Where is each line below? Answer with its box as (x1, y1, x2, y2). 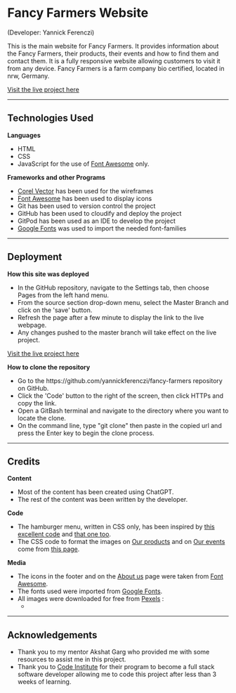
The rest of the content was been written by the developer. (17, 496, 188, 504)
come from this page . (17, 545, 80, 553)
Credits (7, 455, 41, 467)
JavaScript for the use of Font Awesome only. (17, 160, 150, 168)
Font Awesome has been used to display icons (17, 194, 152, 202)
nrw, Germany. (7, 72, 50, 80)
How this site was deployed (7, 269, 89, 278)
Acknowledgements (7, 629, 98, 641)
